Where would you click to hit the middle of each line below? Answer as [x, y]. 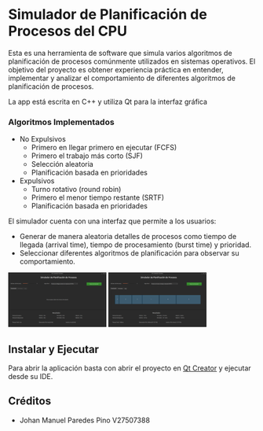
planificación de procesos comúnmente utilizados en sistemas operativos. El [132, 61]
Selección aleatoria [62, 164]
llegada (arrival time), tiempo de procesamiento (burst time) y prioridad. [135, 245]
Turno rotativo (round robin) [76, 190]
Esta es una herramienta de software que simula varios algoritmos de [121, 53]
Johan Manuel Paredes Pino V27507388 [85, 420]
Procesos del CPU [68, 31]
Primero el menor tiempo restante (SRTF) [98, 197]
